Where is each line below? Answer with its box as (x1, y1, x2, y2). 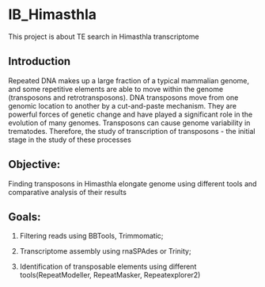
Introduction (8, 55, 71, 68)
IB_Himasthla (8, 6, 97, 24)
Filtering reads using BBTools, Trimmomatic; (19, 232, 164, 241)
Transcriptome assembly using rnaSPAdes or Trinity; (19, 247, 191, 256)
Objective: (8, 158, 61, 171)
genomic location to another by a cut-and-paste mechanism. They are (8, 101, 237, 110)
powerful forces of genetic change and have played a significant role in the (8, 109, 253, 119)
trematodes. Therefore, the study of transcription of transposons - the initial (8, 126, 256, 136)
